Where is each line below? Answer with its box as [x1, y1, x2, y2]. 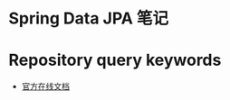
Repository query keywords [8, 50, 222, 70]
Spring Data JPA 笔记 [8, 8, 169, 29]
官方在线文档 [21, 81, 70, 92]
